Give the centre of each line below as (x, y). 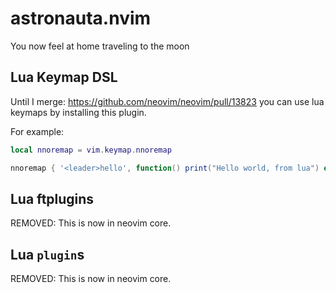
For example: (37, 131)
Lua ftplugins (52, 198)
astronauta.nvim (81, 18)
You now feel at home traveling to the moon (100, 46)
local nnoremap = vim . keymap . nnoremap (91, 150)
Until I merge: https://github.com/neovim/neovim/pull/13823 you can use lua (167, 101)
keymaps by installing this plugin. (78, 112)
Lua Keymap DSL (64, 77)
